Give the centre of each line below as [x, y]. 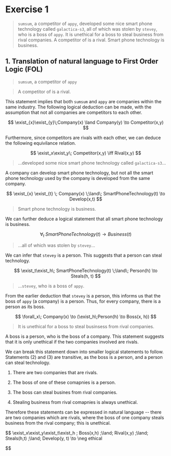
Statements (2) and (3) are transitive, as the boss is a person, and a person [84, 357]
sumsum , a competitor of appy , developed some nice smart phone [85, 24]
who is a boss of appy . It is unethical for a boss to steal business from [91, 34]
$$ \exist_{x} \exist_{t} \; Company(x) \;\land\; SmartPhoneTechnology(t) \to [86, 193]
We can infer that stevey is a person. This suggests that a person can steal [84, 255]
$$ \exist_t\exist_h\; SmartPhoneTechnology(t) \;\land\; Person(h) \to [86, 270]
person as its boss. [25, 306]
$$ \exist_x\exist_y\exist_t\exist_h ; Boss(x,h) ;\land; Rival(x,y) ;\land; [77, 432]
